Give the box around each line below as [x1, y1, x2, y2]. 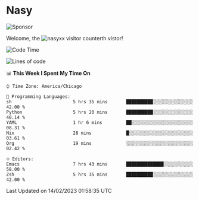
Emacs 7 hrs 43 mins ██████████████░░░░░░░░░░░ [6, 161, 194, 167]
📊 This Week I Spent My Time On [6, 69, 91, 77]
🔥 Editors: [6, 155, 34, 162]
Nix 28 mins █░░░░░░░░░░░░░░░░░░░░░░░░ [6, 130, 194, 136]
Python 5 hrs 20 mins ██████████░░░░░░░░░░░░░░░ [6, 109, 194, 115]
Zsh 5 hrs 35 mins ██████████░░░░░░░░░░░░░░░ [6, 172, 194, 177]
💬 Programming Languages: [6, 93, 70, 100]
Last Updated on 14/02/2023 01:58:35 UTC [6, 187, 112, 194]
